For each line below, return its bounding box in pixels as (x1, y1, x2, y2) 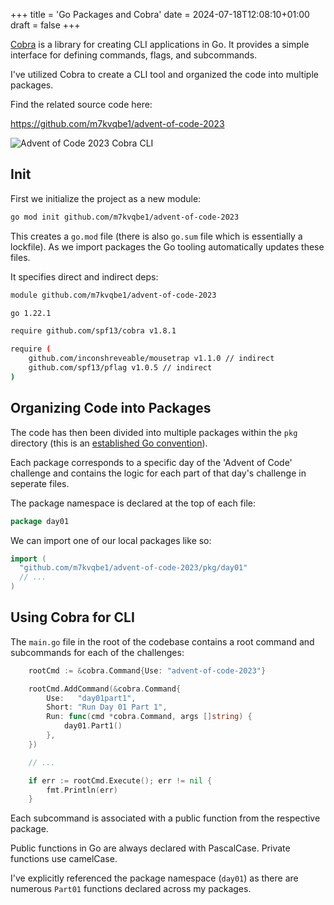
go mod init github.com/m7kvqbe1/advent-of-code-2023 (10, 212, 240, 222)
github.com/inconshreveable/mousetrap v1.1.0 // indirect (28, 354, 275, 364)
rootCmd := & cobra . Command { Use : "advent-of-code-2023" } (28, 665, 267, 676)
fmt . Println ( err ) (46, 785, 118, 795)
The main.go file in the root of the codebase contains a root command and (10, 635, 315, 648)
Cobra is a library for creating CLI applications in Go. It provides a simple (10, 39, 310, 50)
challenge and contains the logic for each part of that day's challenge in (10, 467, 307, 479)
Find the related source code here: (10, 99, 153, 110)
